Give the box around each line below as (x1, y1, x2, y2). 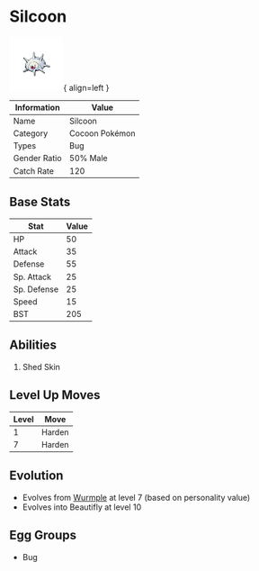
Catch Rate (13, 165, 54, 177)
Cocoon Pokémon (68, 128, 136, 139)
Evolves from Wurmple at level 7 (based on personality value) (22, 492, 251, 503)
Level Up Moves (9, 387, 101, 403)
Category (13, 128, 49, 139)
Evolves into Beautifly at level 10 (22, 502, 142, 512)
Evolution (9, 468, 64, 484)
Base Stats (9, 194, 71, 209)
